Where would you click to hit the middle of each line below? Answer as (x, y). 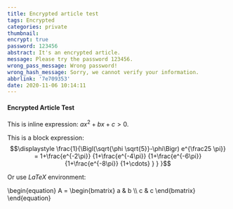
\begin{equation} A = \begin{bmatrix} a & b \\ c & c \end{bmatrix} (101, 191)
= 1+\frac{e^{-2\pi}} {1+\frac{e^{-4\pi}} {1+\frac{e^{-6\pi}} (118, 156)
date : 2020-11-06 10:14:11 (47, 85)
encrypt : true (28, 40)
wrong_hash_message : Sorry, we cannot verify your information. (103, 72)
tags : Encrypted (31, 20)
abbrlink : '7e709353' (39, 79)
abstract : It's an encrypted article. (64, 53)
